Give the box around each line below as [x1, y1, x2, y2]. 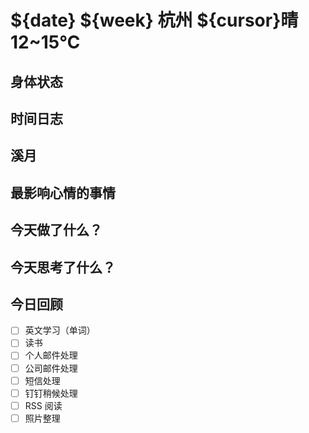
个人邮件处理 [24, 349, 78, 361]
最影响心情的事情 [10, 184, 116, 201]
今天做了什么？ [10, 222, 103, 239]
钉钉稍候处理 [24, 387, 78, 399]
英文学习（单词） [24, 324, 96, 336]
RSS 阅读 [24, 399, 63, 411]
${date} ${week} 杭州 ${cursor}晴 [10, 9, 299, 32]
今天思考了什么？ [10, 259, 116, 276]
